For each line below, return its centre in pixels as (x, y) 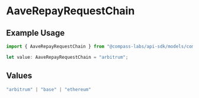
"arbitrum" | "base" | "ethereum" (49, 89)
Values (19, 76)
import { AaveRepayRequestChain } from (55, 46)
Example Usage (36, 33)
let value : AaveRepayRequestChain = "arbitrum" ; (67, 57)
